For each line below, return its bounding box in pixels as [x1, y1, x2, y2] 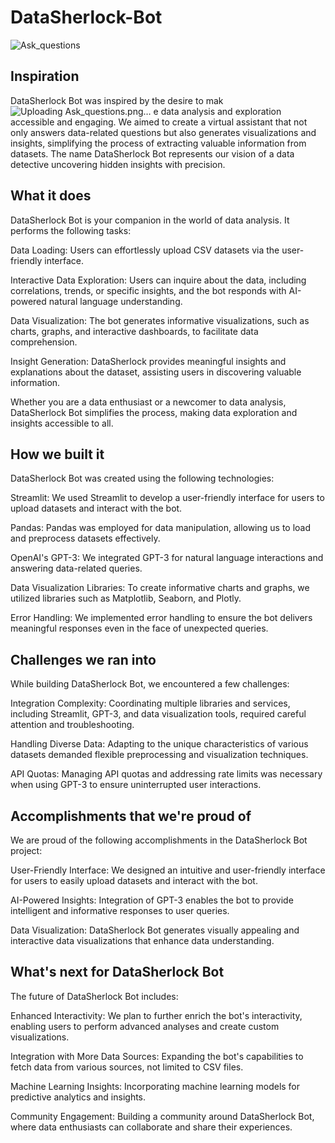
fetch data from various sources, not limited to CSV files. [10, 1061, 244, 1073]
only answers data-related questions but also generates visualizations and [10, 126, 317, 138]
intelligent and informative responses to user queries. [10, 905, 230, 916]
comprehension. [10, 336, 78, 348]
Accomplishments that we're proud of [10, 807, 252, 825]
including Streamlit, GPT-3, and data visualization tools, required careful [10, 708, 307, 720]
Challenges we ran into [10, 651, 157, 668]
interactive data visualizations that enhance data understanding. [10, 935, 275, 946]
